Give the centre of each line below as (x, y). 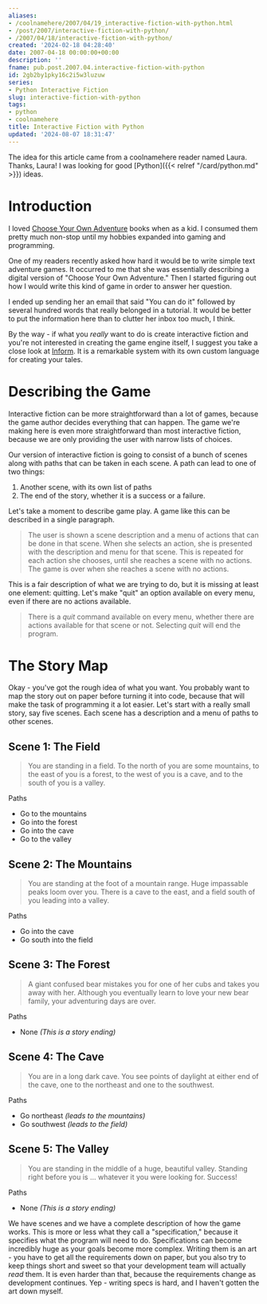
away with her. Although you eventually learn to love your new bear (138, 992)
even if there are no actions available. (70, 601)
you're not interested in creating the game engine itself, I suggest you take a (133, 342)
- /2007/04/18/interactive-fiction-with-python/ (90, 38)
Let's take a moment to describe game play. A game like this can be (120, 510)
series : (21, 82)
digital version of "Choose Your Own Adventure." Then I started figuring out (132, 278)
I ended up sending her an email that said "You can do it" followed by (122, 301)
